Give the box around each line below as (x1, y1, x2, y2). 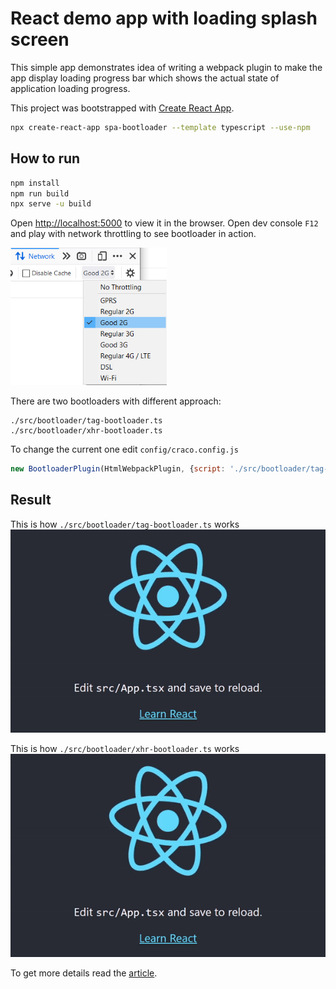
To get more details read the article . (10, 967, 158, 979)
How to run (10, 150, 81, 167)
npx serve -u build (10, 199, 92, 209)
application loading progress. (10, 82, 131, 94)
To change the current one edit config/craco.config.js (10, 443, 239, 455)
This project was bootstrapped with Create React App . (10, 102, 235, 114)
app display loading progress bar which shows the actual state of (10, 72, 280, 84)
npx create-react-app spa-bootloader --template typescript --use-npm (10, 122, 311, 132)
